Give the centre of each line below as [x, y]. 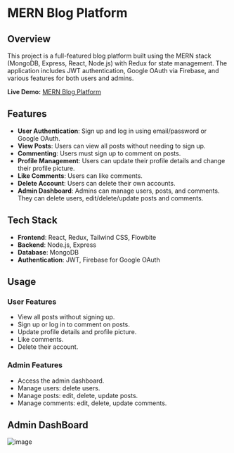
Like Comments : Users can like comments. [80, 176]
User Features [32, 302]
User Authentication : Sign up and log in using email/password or [112, 131]
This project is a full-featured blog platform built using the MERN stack [109, 56]
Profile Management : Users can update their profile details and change [121, 160]
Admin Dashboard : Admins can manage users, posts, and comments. [118, 191]
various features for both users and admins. [71, 78]
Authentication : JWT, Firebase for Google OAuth [89, 260]
